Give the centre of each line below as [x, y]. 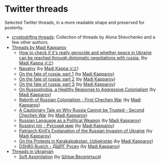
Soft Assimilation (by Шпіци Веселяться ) [60, 156]
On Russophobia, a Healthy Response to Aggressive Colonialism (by [87, 89]
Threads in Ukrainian [33, 151]
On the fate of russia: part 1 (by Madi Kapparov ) [67, 73]
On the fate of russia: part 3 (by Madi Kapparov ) [67, 84]
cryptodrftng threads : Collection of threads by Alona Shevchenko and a [83, 37]
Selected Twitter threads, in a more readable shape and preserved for [75, 22]
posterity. [14, 27]
